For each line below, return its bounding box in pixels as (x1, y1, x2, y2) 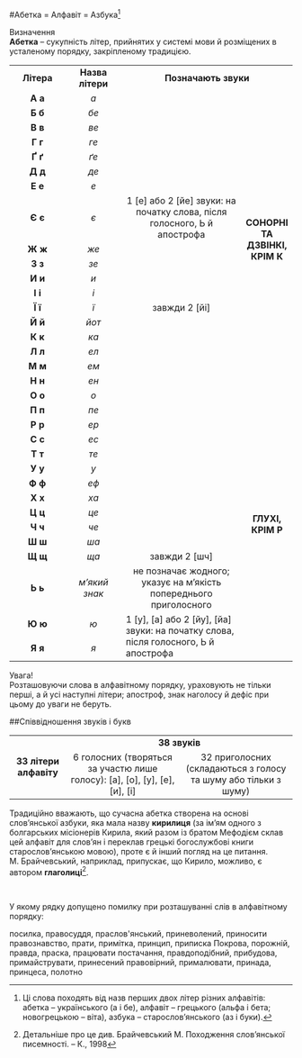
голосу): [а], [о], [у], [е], (70, 773, 175, 786)
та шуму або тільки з (191, 773, 281, 786)
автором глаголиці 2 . (9, 864, 89, 877)
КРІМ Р (251, 523, 283, 536)
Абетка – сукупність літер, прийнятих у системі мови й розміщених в (9, 36, 277, 47)
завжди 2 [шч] (149, 549, 214, 562)
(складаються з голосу (185, 762, 287, 774)
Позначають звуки (164, 71, 250, 84)
